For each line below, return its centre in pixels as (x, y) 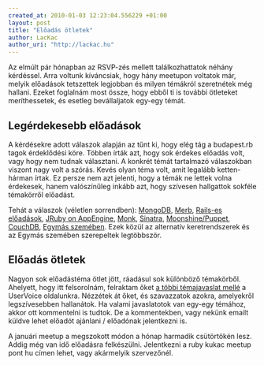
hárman (21, 177)
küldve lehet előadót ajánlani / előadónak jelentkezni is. (98, 321)
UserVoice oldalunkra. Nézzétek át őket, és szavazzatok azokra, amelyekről (131, 296)
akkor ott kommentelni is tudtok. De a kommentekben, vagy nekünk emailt (128, 312)
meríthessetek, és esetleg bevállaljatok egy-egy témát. (97, 101)
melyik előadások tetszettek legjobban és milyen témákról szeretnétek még (130, 84)
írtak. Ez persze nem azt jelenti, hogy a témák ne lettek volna (133, 177)
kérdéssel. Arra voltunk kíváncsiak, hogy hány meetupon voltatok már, (122, 76)
